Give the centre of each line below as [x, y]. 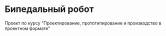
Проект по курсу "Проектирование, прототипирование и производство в [83, 23]
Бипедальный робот [49, 9]
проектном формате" [27, 28]
